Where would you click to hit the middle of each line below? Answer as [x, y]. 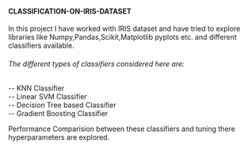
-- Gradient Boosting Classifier [58, 113]
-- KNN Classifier [36, 88]
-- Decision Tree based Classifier [62, 105]
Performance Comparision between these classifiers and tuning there [122, 129]
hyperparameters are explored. [59, 137]
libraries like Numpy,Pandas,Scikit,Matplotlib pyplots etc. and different [123, 37]
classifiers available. [41, 46]
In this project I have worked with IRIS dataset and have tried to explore [124, 29]
